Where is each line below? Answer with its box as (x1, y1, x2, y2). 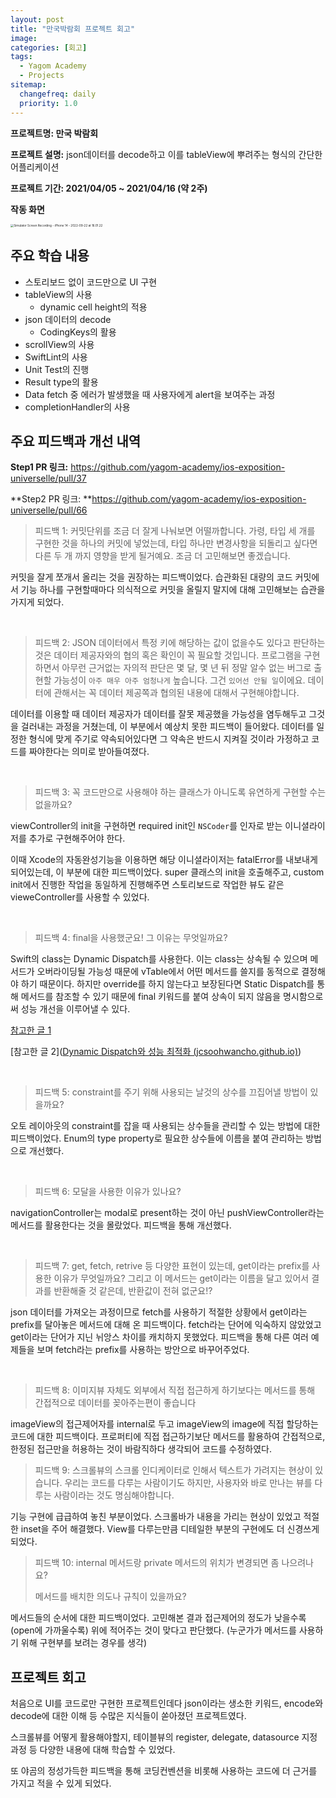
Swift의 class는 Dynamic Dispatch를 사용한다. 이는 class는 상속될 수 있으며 (10, 953, 308, 965)
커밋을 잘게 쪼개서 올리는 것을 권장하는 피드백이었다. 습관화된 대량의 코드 (10, 571, 293, 583)
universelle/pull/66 (10, 504, 88, 516)
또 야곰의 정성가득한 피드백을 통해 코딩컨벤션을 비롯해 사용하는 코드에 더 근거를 (10, 1765, 318, 1777)
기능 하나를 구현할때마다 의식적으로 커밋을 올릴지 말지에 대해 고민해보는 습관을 (20, 584, 326, 596)
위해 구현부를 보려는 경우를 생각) (20, 1637, 147, 1649)
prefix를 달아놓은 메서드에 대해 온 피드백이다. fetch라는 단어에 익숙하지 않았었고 (10, 1319, 322, 1331)
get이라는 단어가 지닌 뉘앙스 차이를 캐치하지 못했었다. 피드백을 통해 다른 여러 (10, 1331, 309, 1343)
